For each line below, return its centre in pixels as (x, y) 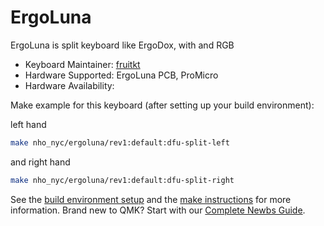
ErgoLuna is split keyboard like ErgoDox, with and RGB (122, 45)
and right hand (40, 162)
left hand (28, 124)
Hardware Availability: (69, 85)
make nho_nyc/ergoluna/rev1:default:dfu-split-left (120, 142)
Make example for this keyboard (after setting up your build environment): (162, 105)
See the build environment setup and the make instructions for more (151, 199)
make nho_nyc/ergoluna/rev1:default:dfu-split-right (122, 180)
